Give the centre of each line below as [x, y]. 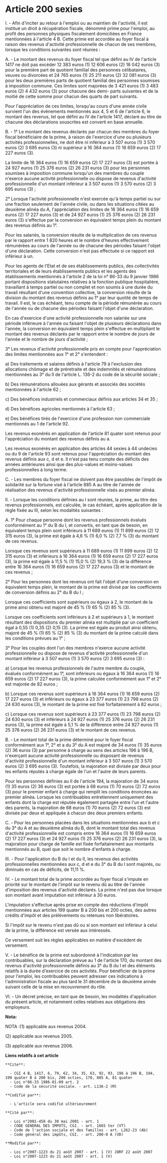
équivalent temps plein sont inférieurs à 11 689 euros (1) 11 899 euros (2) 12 [82, 530]
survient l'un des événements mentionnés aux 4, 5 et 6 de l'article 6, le [78, 111]
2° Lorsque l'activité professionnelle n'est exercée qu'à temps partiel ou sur [83, 199]
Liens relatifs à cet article [32, 1055]
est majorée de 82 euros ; [32, 684]
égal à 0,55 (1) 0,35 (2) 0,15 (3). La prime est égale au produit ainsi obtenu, [82, 627]
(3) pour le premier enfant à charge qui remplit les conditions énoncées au [82, 791]
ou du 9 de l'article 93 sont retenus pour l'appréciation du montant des [78, 453]
